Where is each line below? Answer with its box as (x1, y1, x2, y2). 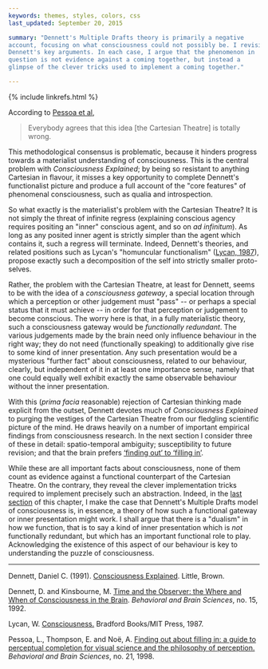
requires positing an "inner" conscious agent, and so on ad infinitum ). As (8, 221, 248, 232)
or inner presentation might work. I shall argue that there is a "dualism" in (8, 514, 249, 524)
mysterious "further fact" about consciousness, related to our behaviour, (8, 356, 247, 366)
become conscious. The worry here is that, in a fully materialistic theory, (8, 313, 246, 323)
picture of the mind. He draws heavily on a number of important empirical (8, 422, 250, 432)
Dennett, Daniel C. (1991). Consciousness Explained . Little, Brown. (8, 571, 225, 580)
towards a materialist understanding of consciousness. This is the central (8, 155, 249, 164)
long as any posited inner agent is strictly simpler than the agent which (8, 230, 241, 239)
